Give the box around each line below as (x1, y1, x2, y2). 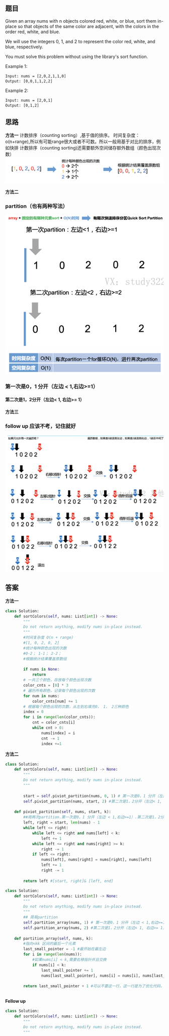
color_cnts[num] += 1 (32, 699, 78, 704)
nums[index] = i (41, 730, 75, 735)
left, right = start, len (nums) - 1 (23, 820, 100, 825)
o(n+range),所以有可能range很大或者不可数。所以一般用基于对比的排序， (5, 138, 157, 144)
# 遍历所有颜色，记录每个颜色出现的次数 (23, 688, 96, 693)
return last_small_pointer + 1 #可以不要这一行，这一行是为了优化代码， (23, 984, 164, 989)
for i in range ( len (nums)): (23, 952, 82, 957)
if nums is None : (23, 667, 59, 672)
